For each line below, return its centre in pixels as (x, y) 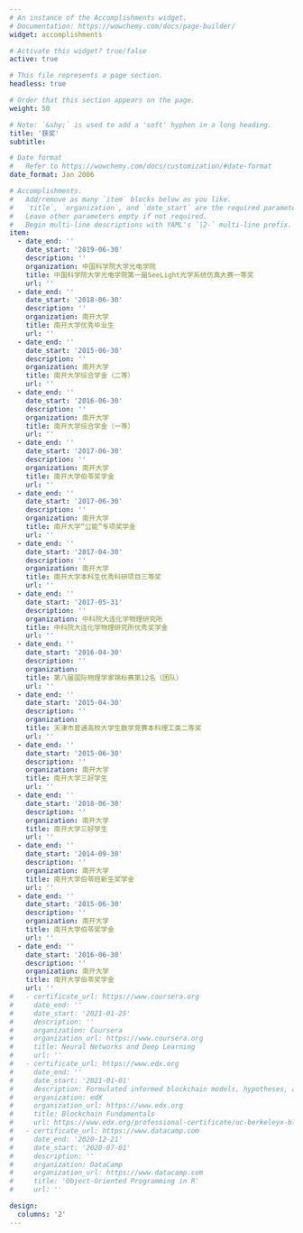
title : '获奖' (35, 133)
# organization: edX (56, 1098)
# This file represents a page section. (87, 76)
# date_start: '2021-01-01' (70, 1080)
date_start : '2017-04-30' (74, 552)
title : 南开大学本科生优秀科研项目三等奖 (94, 577)
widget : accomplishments (56, 34)
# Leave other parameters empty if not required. (108, 216)
